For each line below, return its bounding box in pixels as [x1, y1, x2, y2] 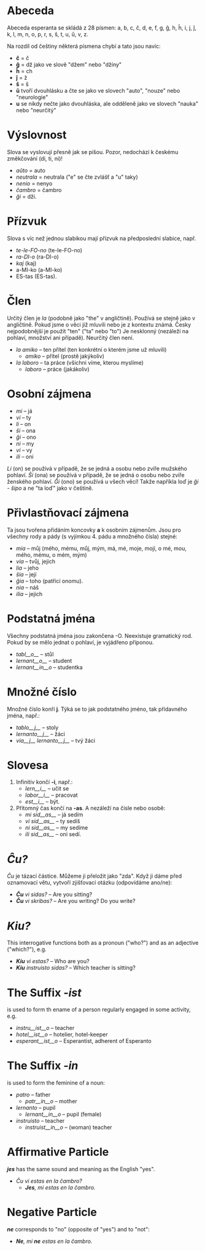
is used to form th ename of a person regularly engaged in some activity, [7, 1006, 191, 1013]
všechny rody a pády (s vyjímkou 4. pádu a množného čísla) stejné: [7, 532, 177, 540]
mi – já [15, 407, 33, 414]
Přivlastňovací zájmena [7, 506, 130, 519]
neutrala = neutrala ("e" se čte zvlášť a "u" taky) [15, 173, 138, 180]
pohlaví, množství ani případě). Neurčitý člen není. [7, 334, 134, 341]
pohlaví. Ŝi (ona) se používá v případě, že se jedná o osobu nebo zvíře [7, 471, 185, 479]
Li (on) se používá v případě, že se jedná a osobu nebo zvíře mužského [7, 465, 188, 472]
